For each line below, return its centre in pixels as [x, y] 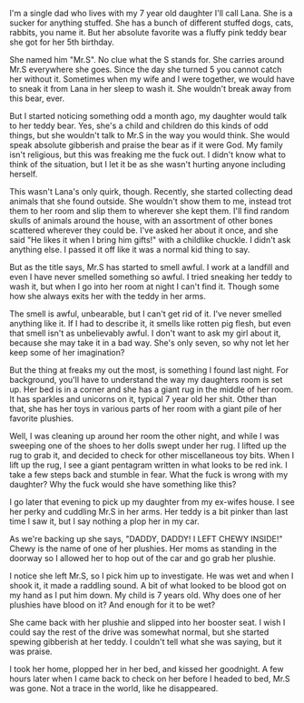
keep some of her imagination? [67, 352]
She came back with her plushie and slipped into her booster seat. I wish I [147, 623]
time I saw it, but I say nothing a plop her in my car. [104, 521]
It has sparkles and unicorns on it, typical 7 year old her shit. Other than [143, 399]
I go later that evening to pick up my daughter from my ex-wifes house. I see [152, 502]
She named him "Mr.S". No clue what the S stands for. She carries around [147, 60]
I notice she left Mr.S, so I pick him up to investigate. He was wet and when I [152, 576]
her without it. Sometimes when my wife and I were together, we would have [152, 79]
